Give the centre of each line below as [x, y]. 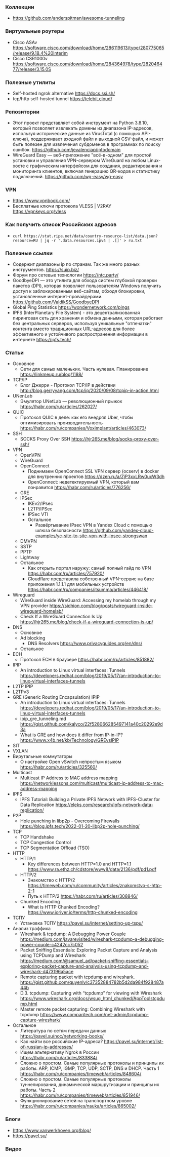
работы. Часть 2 [38, 1090]
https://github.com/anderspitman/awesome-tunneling [69, 18]
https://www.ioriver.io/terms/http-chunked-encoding [83, 912]
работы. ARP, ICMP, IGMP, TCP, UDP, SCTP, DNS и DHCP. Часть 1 [90, 1068]
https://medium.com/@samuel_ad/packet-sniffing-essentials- [84, 961]
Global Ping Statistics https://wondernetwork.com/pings [71, 307]
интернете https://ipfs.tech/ [42, 340]
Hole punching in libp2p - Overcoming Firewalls [70, 821]
